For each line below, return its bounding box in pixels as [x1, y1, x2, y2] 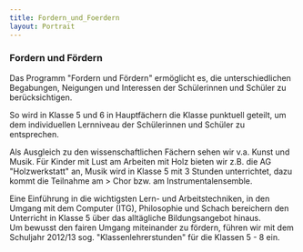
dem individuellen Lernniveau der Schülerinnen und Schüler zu [9, 119, 246, 130]
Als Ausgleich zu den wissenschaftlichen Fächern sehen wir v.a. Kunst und [9, 146, 290, 157]
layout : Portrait [9, 22, 76, 31]
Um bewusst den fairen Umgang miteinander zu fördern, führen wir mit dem [9, 222, 294, 233]
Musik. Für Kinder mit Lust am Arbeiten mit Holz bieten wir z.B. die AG [9, 156, 271, 166]
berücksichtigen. [9, 92, 73, 103]
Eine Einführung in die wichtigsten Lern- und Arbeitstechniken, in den [9, 193, 270, 204]
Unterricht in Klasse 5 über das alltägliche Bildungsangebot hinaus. [9, 212, 261, 223]
